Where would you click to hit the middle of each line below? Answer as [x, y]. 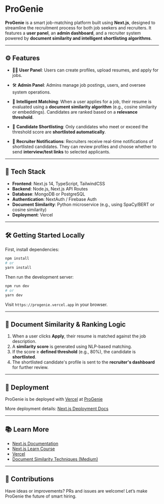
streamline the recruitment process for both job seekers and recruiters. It [78, 27]
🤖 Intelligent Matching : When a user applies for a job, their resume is [82, 101]
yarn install [18, 268]
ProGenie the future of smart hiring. [41, 496]
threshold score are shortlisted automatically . [59, 132]
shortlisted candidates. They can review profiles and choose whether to [84, 146]
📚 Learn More [27, 429]
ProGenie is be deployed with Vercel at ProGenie [54, 399]
